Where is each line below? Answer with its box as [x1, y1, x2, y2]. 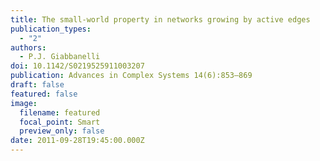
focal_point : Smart [19, 117, 101, 127]
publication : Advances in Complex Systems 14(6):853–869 [10, 71, 253, 81]
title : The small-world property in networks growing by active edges [10, 14, 311, 25]
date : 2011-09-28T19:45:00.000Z [10, 136, 145, 146]
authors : [10, 42, 47, 53]
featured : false [10, 89, 78, 99]
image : [10, 98, 38, 108]
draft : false [10, 80, 65, 90]
